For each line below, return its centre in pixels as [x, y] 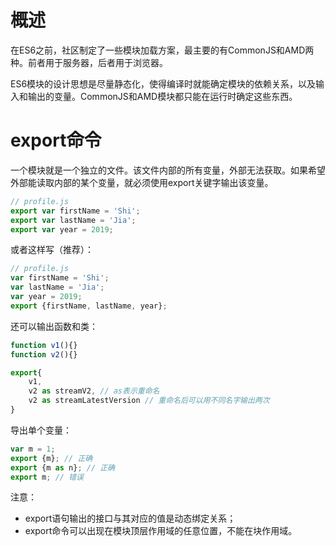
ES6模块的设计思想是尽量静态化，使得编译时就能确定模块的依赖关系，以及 [163, 83]
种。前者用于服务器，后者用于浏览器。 [89, 62]
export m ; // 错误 [47, 477]
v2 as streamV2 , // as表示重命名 [94, 391]
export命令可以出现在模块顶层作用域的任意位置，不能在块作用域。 [161, 531]
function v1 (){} [44, 345]
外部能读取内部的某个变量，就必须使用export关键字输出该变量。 [142, 182]
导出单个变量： [41, 430]
